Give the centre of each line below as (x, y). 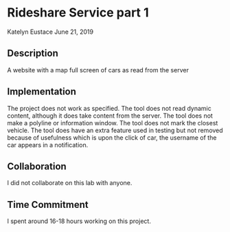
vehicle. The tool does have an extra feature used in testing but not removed (115, 130)
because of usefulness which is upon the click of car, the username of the (112, 137)
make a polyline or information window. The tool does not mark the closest (113, 123)
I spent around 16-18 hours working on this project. (79, 221)
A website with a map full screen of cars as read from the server (98, 70)
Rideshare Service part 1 (78, 13)
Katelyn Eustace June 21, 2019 (50, 32)
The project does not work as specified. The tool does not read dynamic (109, 108)
